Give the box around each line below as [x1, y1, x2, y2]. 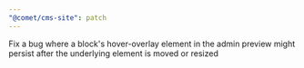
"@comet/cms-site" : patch [8, 13, 106, 23]
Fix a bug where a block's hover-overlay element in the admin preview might [8, 38, 296, 49]
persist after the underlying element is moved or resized [8, 47, 219, 59]
